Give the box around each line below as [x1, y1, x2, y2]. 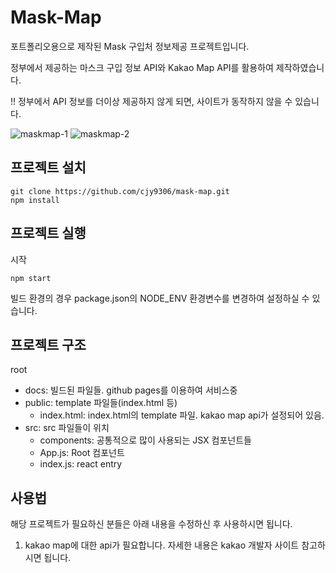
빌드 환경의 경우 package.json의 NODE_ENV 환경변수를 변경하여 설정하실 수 [10, 292, 310, 304]
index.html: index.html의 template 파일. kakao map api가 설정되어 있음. [39, 409, 325, 421]
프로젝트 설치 [10, 159, 87, 176]
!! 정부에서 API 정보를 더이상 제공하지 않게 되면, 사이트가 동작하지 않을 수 [10, 95, 293, 107]
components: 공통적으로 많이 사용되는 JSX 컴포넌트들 [39, 434, 252, 446]
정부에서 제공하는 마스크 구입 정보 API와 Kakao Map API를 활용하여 [10, 61, 274, 73]
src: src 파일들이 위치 [24, 422, 110, 434]
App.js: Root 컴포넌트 [39, 447, 125, 459]
